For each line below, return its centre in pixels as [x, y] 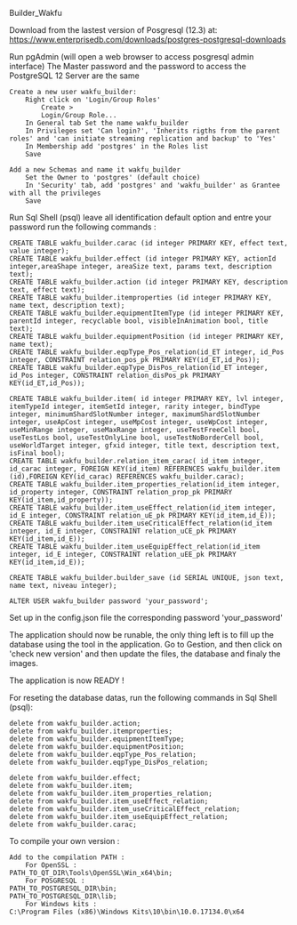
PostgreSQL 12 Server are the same [74, 76]
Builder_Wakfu [36, 13]
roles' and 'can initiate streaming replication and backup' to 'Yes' [143, 139]
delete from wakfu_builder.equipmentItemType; [97, 739]
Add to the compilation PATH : [67, 857]
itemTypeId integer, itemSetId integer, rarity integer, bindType [135, 406]
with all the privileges [55, 193]
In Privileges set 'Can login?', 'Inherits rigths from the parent [153, 131]
